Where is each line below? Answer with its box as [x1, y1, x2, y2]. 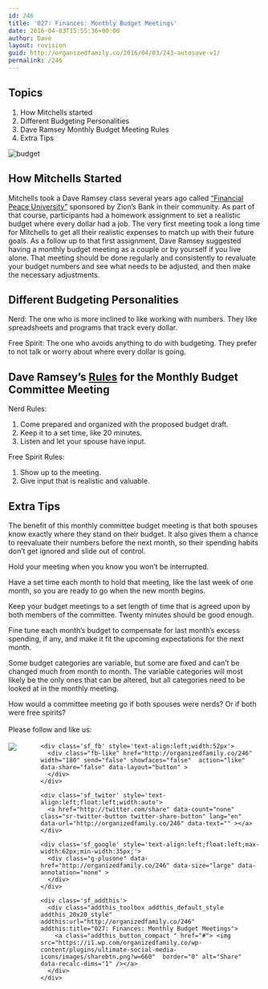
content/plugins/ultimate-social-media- [40, 946, 178, 954]
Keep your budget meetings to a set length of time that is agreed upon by [8, 601, 251, 610]
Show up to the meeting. [19, 468, 102, 477]
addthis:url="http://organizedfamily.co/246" [40, 918, 195, 926]
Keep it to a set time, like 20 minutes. [19, 428, 143, 438]
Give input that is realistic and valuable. [19, 476, 150, 486]
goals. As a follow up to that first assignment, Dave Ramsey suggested [8, 236, 242, 245]
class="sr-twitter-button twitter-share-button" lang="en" [40, 812, 242, 821]
